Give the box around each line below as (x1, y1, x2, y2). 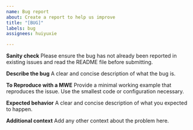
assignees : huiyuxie (6, 31, 58, 37)
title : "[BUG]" (6, 20, 44, 26)
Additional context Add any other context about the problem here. (6, 117, 169, 125)
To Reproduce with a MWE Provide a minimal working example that (6, 81, 172, 89)
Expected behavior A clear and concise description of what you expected (6, 99, 188, 107)
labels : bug (6, 25, 36, 31)
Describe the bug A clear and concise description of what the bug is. (6, 70, 176, 77)
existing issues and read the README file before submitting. (6, 59, 153, 66)
